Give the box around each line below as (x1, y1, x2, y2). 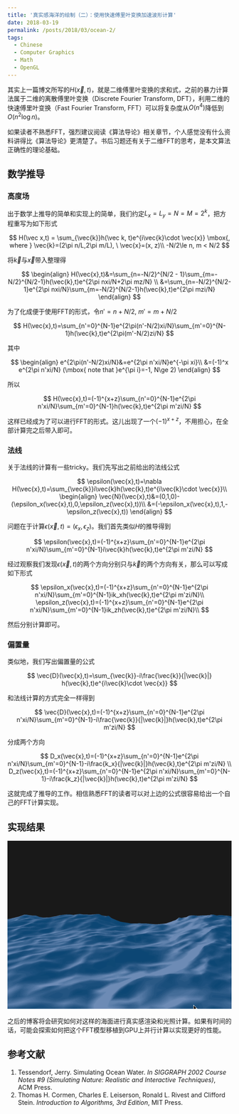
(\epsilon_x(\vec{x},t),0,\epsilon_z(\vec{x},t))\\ (11, 500, 146, 509)
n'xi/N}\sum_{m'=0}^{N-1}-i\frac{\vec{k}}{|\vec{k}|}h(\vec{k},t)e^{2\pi (16, 716, 223, 724)
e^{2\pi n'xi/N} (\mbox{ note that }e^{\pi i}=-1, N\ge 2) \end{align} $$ (18, 366, 221, 374)
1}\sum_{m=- (179, 270, 218, 279)
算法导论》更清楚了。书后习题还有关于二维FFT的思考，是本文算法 (38, 137, 231, 145)
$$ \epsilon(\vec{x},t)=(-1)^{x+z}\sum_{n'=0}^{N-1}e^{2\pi (33, 537, 206, 546)
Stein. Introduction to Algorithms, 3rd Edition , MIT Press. (17, 1098, 184, 1106)
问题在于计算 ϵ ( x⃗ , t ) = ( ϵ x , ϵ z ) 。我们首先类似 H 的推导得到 (7, 522, 171, 532)
